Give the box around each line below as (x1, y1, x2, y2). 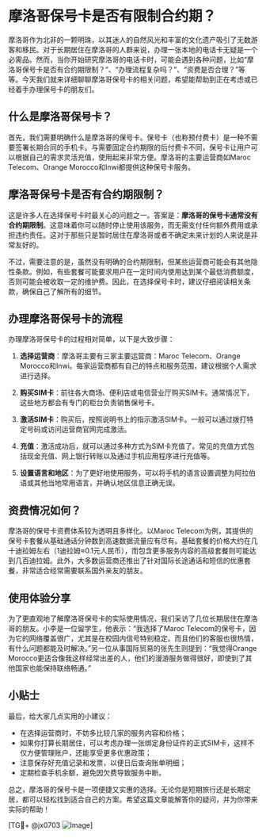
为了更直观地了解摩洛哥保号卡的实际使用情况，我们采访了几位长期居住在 (8, 614, 244, 623)
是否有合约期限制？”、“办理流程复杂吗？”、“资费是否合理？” (42, 64, 239, 74)
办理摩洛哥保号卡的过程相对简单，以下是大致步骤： (8, 335, 175, 344)
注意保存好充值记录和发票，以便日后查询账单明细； (19, 758, 187, 767)
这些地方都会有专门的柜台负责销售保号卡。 (19, 398, 159, 408)
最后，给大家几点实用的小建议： (8, 711, 112, 721)
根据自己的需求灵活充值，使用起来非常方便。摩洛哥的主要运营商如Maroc (14, 152, 251, 162)
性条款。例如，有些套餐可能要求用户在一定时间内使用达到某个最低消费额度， (8, 266, 258, 276)
